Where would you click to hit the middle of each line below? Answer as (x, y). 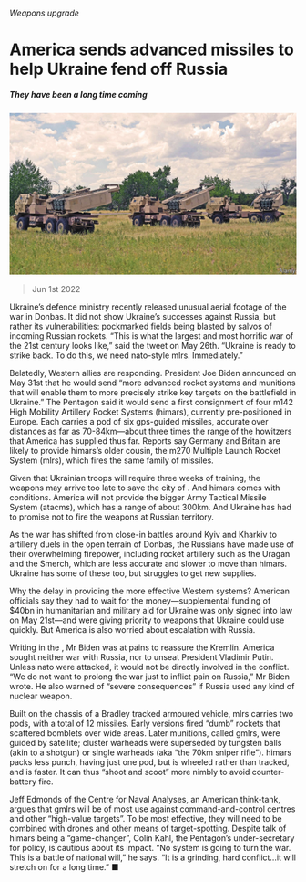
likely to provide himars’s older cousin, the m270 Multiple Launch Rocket (145, 451)
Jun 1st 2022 (56, 289)
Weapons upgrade (45, 13)
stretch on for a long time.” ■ (64, 867)
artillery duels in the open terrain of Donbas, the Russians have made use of (152, 544)
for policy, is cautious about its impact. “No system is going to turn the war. (150, 848)
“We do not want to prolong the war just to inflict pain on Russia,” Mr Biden (149, 677)
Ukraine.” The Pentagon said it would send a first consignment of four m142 (152, 403)
